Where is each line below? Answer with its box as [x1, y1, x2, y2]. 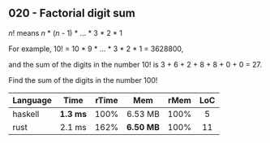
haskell [12, 108, 40, 119]
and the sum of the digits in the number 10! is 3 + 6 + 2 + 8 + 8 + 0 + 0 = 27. [8, 59, 262, 69]
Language [12, 94, 53, 106]
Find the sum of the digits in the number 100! [8, 75, 158, 84]
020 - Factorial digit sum [8, 6, 135, 20]
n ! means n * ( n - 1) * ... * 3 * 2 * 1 [8, 28, 123, 37]
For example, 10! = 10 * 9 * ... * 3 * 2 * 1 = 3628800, [8, 44, 184, 54]
